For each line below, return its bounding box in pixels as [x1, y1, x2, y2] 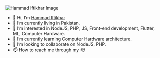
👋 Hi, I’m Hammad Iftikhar [12, 15, 65, 20]
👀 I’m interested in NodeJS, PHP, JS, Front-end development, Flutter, [12, 25, 155, 31]
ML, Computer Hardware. [12, 31, 65, 36]
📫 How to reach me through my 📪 [12, 47, 86, 53]
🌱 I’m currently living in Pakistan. [12, 20, 81, 26]
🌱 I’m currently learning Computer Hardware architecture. [12, 36, 132, 42]
